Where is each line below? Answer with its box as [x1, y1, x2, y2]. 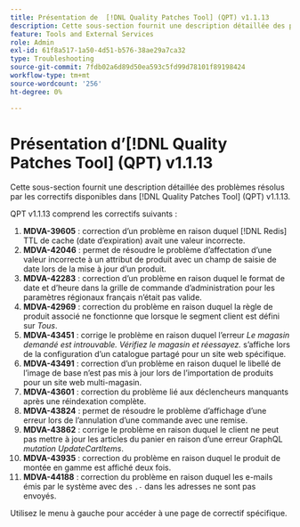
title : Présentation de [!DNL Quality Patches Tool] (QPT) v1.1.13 [10, 12, 270, 22]
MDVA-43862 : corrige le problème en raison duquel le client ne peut [22, 425, 280, 435]
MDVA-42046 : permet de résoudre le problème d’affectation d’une [22, 245, 272, 255]
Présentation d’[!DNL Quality [10, 134, 228, 154]
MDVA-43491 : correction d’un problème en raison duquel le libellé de [22, 358, 281, 369]
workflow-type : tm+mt [10, 71, 91, 80]
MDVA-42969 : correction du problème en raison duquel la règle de [22, 302, 273, 312]
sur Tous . [22, 320, 58, 331]
